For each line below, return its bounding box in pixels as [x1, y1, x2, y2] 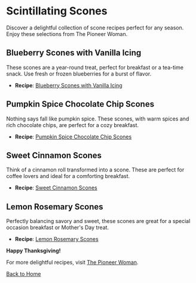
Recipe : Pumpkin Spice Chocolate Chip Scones [14, 133, 132, 140]
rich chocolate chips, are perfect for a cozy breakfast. [6, 121, 139, 128]
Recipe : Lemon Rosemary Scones [14, 236, 99, 243]
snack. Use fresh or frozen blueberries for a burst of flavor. [6, 70, 152, 77]
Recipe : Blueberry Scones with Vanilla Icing [14, 82, 122, 89]
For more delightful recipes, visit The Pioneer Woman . [6, 259, 139, 266]
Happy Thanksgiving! [6, 247, 61, 254]
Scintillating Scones [6, 4, 108, 18]
